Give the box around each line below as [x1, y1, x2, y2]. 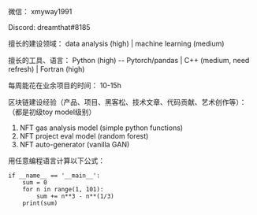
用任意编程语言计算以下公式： [8, 156, 105, 165]
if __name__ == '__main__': [8, 172, 101, 180]
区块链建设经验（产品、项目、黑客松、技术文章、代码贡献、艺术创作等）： [8, 98, 247, 106]
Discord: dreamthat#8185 [8, 23, 91, 32]
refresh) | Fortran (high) [8, 65, 85, 73]
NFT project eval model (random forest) [19, 132, 149, 140]
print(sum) [22, 199, 58, 207]
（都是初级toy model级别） [8, 107, 96, 117]
